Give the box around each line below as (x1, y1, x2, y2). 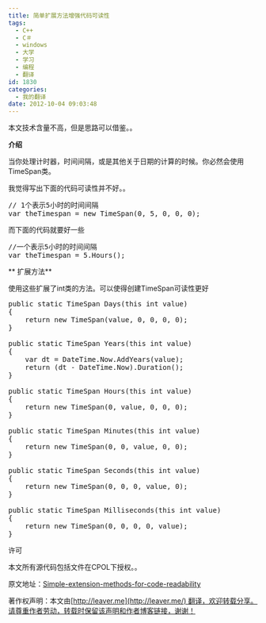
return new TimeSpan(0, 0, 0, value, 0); (25, 482, 188, 491)
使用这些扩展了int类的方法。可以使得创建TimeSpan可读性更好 (8, 283, 209, 294)
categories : (8, 85, 47, 94)
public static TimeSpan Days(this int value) (8, 299, 188, 309)
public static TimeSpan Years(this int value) (8, 339, 192, 348)
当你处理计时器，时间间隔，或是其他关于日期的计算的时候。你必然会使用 (8, 156, 244, 167)
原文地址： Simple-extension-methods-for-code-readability (8, 579, 201, 589)
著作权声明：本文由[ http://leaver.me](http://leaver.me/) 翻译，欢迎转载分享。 (8, 596, 258, 606)
